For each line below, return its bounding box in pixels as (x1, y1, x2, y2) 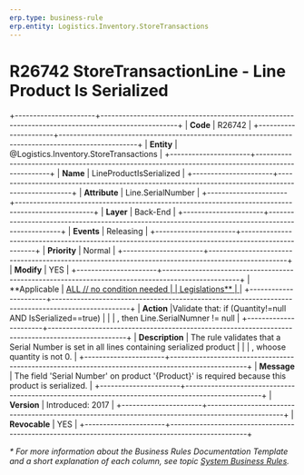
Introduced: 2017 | (46, 400, 115, 411)
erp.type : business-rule (9, 13, 103, 23)
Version (9, 400, 40, 411)
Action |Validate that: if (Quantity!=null (142, 303, 287, 314)
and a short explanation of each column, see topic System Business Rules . (9, 456, 290, 467)
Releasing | (106, 226, 148, 237)
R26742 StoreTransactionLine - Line (9, 61, 286, 82)
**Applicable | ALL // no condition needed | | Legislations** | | (9, 283, 243, 295)
